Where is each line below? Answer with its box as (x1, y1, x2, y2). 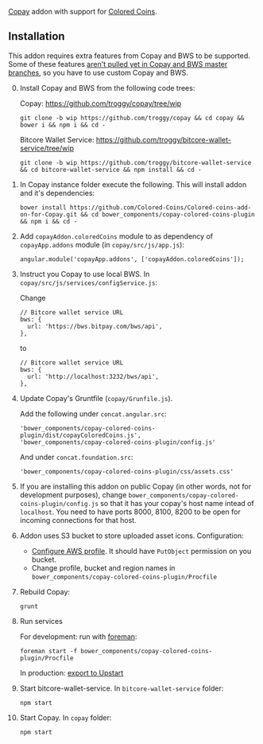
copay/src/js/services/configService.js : (19, 278, 157, 287)
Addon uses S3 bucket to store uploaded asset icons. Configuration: (19, 531, 244, 540)
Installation (8, 29, 65, 43)
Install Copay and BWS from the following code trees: (19, 83, 195, 92)
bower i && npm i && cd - (19, 121, 106, 129)
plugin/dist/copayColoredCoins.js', (19, 431, 141, 439)
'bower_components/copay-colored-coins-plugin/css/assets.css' (19, 467, 234, 476)
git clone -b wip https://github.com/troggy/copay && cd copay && (19, 114, 245, 122)
